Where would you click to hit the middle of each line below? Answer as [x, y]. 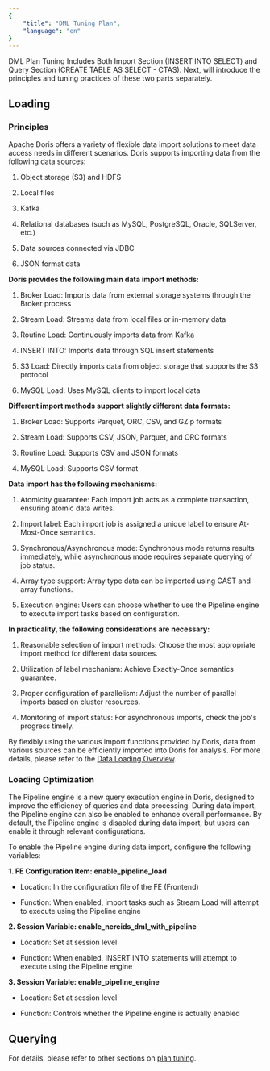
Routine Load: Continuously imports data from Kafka [107, 335]
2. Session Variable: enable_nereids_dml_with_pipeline [102, 927]
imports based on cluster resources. [80, 702]
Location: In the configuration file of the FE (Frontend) [109, 887]
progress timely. [47, 726]
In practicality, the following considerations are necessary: [109, 629]
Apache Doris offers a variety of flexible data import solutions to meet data [132, 144]
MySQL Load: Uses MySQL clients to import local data [110, 390]
